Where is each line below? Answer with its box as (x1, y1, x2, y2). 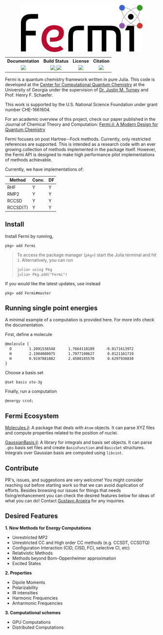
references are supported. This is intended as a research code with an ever (5, 141, 156, 147)
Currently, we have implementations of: (5, 166, 84, 172)
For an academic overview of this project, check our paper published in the (5, 116, 156, 122)
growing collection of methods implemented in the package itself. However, (5, 146, 157, 152)
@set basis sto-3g (5, 380, 42, 385)
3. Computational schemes (5, 610, 61, 615)
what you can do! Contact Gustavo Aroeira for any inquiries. (5, 498, 125, 504)
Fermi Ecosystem (5, 411, 59, 420)
